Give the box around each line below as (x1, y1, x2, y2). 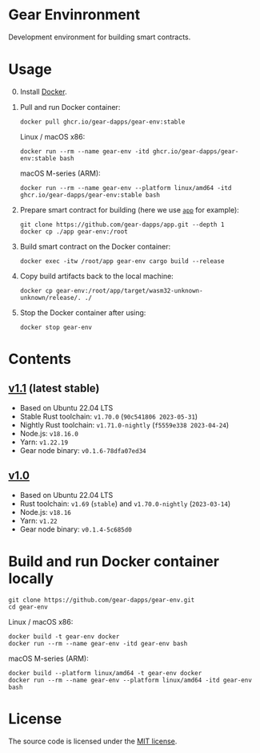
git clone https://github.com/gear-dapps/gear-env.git (8, 596, 195, 604)
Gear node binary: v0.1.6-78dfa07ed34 (19, 445, 146, 455)
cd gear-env (8, 603, 48, 611)
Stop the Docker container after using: (19, 307, 146, 318)
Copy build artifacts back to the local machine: (19, 271, 174, 281)
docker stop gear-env (19, 323, 92, 331)
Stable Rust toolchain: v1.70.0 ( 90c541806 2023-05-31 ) (19, 411, 198, 421)
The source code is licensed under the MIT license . (8, 736, 178, 746)
